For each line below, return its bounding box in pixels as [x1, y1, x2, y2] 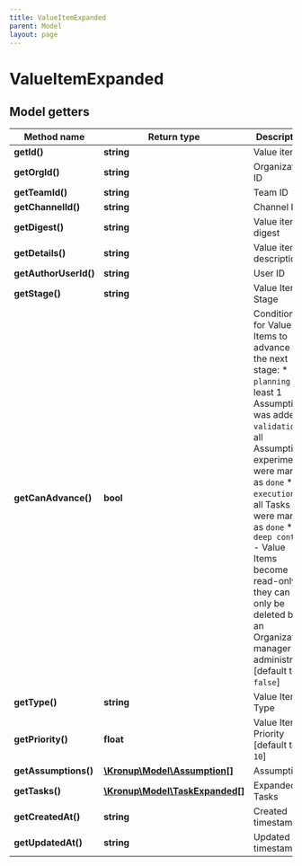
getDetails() [13, 247, 66, 260]
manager [253, 642, 292, 655]
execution [253, 489, 296, 499]
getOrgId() [13, 166, 60, 179]
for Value [253, 319, 292, 331]
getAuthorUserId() [13, 267, 95, 279]
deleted [253, 608, 286, 621]
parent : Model [9, 22, 63, 31]
